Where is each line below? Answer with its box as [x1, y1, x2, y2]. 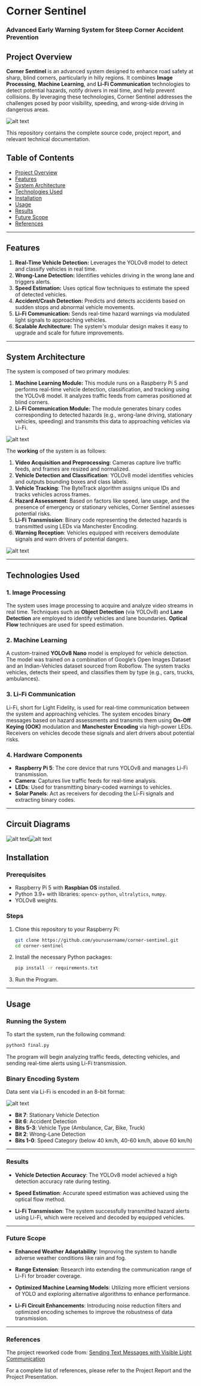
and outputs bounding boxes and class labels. [14, 478, 129, 486]
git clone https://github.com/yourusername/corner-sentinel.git [14, 937, 179, 943]
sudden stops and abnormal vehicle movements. [14, 303, 135, 310]
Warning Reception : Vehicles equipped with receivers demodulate [14, 529, 179, 537]
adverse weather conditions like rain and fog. [14, 1254, 127, 1261]
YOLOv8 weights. [14, 897, 58, 904]
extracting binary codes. [14, 796, 75, 803]
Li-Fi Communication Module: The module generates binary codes [14, 405, 181, 412]
